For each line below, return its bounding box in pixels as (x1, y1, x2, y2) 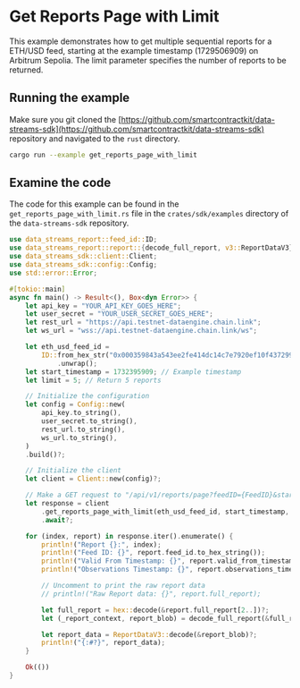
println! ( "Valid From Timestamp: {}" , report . (41, 556, 218, 565)
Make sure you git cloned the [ (9, 114, 122, 124)
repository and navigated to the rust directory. (9, 132, 180, 144)
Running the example (9, 90, 130, 106)
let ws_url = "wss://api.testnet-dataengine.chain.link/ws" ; (25, 327, 257, 336)
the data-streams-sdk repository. (9, 217, 129, 229)
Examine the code (9, 175, 112, 191)
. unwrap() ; (56, 359, 98, 368)
